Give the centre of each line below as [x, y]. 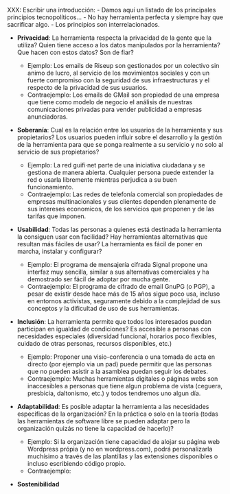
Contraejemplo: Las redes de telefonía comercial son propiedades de [125, 194]
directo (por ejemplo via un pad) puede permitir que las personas [119, 364]
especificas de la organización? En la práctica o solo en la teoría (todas [117, 414]
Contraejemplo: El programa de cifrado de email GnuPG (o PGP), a [121, 286]
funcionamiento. [50, 187]
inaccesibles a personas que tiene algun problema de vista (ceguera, [125, 386]
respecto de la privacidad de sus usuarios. [88, 87]
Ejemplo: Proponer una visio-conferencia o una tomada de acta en [121, 357]
